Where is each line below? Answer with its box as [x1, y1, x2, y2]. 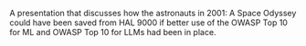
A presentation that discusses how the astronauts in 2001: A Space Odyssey [9, 8, 297, 18]
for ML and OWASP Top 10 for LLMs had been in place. [9, 27, 216, 37]
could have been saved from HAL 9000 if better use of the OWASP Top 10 [9, 17, 288, 28]
